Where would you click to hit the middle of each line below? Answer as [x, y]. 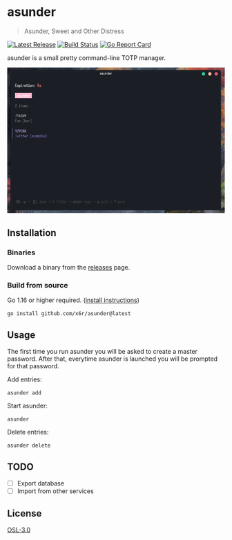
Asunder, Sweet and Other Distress [74, 31]
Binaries [21, 252]
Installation [32, 233]
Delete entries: [28, 432]
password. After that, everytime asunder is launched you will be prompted [113, 359]
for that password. [33, 366]
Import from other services [56, 491]
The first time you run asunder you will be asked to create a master [103, 352]
